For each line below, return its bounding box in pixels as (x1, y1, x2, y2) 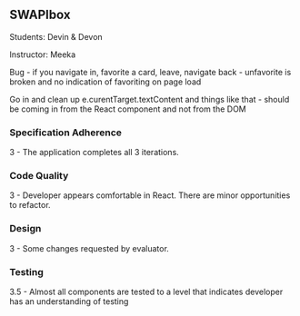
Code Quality (9, 170, 69, 183)
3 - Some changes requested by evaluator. (9, 242, 170, 253)
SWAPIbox (9, 7, 71, 23)
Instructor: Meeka (9, 49, 76, 60)
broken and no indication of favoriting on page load (9, 76, 202, 87)
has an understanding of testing (9, 296, 129, 307)
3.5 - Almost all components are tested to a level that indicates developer (9, 286, 284, 297)
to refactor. (9, 200, 52, 211)
